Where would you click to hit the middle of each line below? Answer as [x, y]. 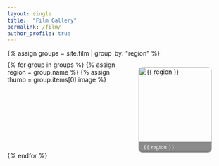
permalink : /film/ [34, 27]
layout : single [30, 14]
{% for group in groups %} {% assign [61, 65]
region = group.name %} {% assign [59, 72]
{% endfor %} [27, 155]
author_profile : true [39, 33]
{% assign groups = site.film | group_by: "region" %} [84, 53]
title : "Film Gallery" [42, 20]
